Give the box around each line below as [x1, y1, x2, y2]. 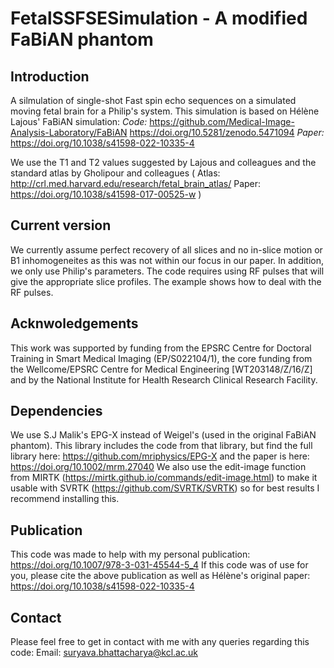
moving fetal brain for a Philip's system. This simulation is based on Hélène [10, 105, 320, 117]
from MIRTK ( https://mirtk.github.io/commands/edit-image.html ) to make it [10, 472, 318, 484]
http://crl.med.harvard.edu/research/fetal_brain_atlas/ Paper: [10, 178, 262, 189]
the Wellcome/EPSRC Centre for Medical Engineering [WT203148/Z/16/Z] [10, 363, 313, 375]
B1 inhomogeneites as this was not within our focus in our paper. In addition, [10, 254, 325, 266]
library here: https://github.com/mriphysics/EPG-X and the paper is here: [10, 450, 310, 462]
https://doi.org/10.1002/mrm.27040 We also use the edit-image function [10, 461, 307, 473]
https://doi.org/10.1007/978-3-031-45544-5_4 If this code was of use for [10, 559, 309, 571]
